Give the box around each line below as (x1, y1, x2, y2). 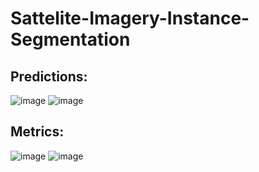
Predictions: (10, 68, 88, 85)
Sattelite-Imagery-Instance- (10, 7, 250, 30)
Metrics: (10, 123, 65, 141)
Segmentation (10, 28, 131, 51)
